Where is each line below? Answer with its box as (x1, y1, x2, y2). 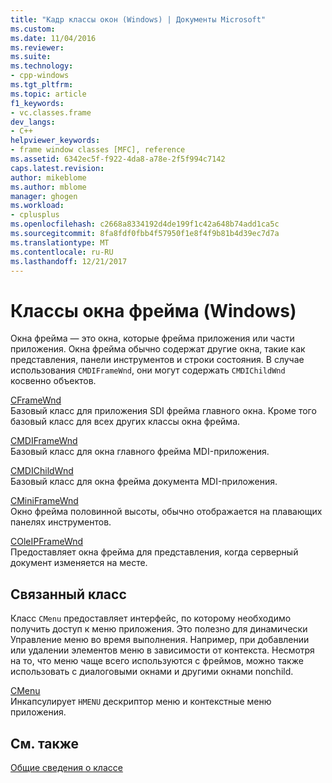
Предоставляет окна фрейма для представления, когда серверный (10, 546, 299, 558)
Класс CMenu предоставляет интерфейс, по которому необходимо (10, 612, 292, 625)
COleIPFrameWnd (10, 536, 84, 548)
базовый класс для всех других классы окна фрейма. (10, 416, 241, 428)
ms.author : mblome (10, 182, 87, 192)
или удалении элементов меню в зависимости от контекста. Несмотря (10, 644, 315, 656)
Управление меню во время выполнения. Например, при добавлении (10, 634, 310, 646)
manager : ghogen (10, 191, 78, 201)
